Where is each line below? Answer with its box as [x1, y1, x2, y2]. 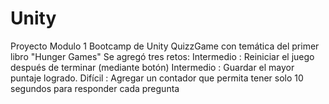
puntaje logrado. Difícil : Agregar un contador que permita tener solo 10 [10, 72, 304, 84]
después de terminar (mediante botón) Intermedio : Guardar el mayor [10, 61, 295, 73]
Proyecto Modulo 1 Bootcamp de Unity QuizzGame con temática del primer [10, 40, 320, 52]
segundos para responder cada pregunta [10, 82, 180, 94]
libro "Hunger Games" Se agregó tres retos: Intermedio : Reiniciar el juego [10, 50, 315, 62]
